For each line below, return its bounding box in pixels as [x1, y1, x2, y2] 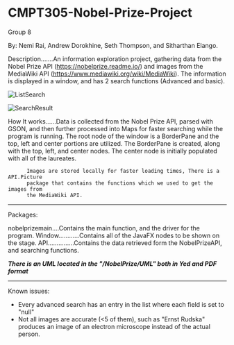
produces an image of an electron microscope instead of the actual [17, 322, 211, 330]
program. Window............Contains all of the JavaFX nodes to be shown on [8, 231, 220, 239]
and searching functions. [8, 246, 79, 254]
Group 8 [8, 28, 32, 36]
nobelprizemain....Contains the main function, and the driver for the [8, 224, 200, 232]
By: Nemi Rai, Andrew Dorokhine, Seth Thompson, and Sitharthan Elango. [8, 41, 218, 49]
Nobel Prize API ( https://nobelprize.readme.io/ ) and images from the [8, 62, 203, 70]
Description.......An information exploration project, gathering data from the [8, 54, 222, 63]
